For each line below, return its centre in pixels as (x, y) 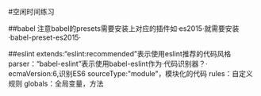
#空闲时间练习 (31, 12)
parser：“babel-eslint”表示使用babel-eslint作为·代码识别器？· (108, 63)
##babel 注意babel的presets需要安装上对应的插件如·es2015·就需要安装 (124, 29)
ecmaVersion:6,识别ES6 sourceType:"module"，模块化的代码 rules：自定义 (130, 73)
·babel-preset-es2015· (45, 37)
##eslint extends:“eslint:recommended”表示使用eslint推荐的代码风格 (120, 54)
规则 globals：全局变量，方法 (56, 83)
